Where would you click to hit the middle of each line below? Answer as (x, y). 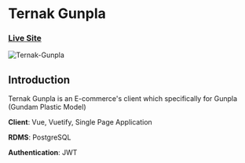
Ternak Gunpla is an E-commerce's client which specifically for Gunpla (123, 99)
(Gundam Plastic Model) (47, 107)
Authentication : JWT (43, 153)
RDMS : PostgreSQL (40, 137)
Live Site (25, 38)
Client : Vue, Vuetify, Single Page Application (80, 122)
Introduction (39, 80)
